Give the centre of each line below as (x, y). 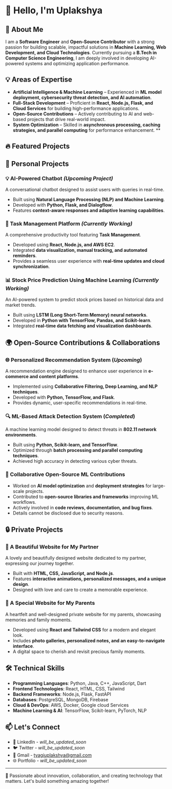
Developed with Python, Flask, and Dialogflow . (63, 205)
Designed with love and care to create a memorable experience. (80, 590)
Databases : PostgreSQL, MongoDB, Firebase (60, 699)
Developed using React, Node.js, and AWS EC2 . (64, 245)
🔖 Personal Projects (37, 164)
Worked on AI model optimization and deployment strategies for (82, 486)
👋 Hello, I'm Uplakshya (54, 11)
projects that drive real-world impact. (67, 119)
